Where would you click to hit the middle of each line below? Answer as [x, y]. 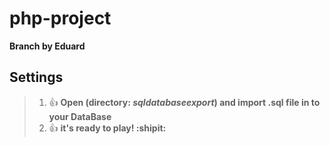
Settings [36, 77]
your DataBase [80, 116]
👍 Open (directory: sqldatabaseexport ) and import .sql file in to [184, 102]
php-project [60, 18]
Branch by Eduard [47, 46]
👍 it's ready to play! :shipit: [107, 128]
